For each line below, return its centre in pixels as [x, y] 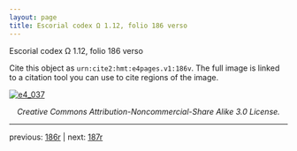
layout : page [33, 17]
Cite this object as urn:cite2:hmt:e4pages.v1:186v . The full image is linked [145, 68]
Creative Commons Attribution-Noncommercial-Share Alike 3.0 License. [148, 111]
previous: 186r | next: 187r [56, 137]
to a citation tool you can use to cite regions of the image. [114, 77]
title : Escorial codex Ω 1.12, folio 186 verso [99, 26]
